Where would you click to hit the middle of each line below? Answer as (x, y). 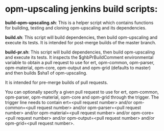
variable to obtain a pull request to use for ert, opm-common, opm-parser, (80, 62)
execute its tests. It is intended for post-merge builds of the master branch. (81, 42)
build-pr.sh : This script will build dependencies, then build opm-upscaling (80, 52)
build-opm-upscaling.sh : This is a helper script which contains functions (79, 23)
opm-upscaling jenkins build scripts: (81, 9)
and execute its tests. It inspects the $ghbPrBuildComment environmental (79, 57)
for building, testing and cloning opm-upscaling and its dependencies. (76, 27)
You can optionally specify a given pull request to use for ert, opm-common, (82, 92)
